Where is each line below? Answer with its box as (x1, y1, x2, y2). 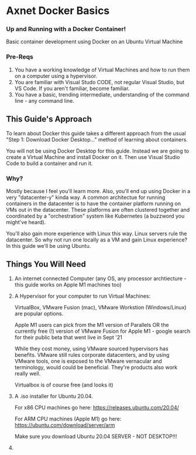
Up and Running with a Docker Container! (6, 25, 126, 33)
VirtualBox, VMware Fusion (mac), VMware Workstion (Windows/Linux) (14, 304, 187, 311)
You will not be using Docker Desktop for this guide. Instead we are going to (6, 147, 189, 154)
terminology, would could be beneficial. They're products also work (14, 364, 177, 371)
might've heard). (6, 218, 46, 226)
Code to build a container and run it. (6, 160, 93, 167)
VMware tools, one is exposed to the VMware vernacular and (14, 357, 162, 364)
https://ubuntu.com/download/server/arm (14, 421, 115, 428)
